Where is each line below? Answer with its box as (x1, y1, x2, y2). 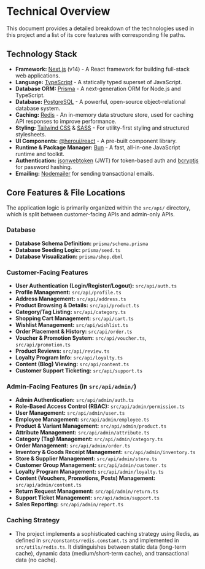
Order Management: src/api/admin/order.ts (15, 442, 131, 449)
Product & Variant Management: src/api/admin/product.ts (15, 422, 167, 430)
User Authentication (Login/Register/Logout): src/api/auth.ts (15, 282, 177, 289)
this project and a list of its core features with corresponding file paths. (6, 31, 186, 38)
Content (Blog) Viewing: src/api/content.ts (15, 361, 130, 368)
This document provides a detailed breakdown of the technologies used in (6, 25, 195, 32)
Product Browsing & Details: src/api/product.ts (15, 302, 139, 309)
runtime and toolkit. (15, 150, 64, 157)
